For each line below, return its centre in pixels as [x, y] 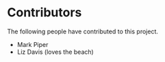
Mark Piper [33, 44]
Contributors [45, 13]
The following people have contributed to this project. [83, 31]
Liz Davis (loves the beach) [55, 52]
